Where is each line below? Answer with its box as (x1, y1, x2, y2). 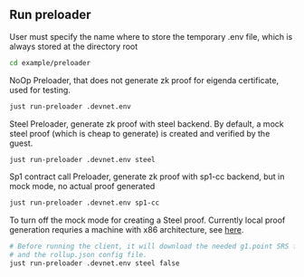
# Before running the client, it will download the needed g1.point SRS (9, 242, 290, 252)
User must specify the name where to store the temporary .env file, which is (9, 31, 293, 42)
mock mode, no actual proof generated (9, 181, 156, 192)
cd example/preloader (9, 58, 91, 67)
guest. (9, 138, 33, 148)
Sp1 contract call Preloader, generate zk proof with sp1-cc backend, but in (9, 171, 285, 182)
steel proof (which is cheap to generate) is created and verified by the (9, 128, 271, 138)
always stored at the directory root (9, 41, 138, 52)
